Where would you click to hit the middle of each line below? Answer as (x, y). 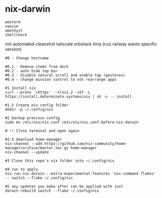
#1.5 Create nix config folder (37, 105)
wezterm (13, 22)
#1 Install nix (20, 88)
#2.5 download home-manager (34, 139)
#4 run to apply (21, 169)
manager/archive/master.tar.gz (37, 148)
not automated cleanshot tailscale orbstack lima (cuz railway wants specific (81, 44)
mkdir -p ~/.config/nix (29, 109)
